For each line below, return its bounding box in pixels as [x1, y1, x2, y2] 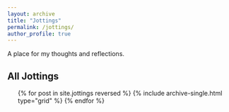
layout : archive [7, 10, 55, 18]
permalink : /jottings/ [7, 23, 74, 30]
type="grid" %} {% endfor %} [17, 96, 105, 105]
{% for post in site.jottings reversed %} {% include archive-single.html [17, 89, 223, 98]
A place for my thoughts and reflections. [7, 50, 125, 58]
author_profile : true [7, 30, 71, 38]
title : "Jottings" [7, 17, 61, 24]
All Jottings [7, 70, 59, 82]
